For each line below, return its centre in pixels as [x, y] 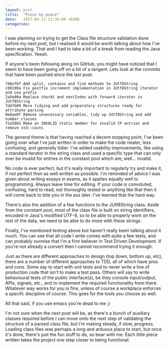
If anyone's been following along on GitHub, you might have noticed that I [81, 64]
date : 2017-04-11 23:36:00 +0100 [42, 19]
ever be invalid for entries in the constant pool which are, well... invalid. [78, 158]
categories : [18, 24]
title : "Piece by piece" [32, 15]
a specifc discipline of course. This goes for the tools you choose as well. [81, 294]
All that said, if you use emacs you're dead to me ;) [58, 303]
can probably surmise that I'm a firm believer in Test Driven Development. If [83, 241]
